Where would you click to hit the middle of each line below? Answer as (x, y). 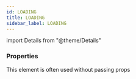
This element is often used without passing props (68, 69)
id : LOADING (21, 12)
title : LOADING (26, 18)
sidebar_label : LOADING (37, 23)
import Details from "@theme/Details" (54, 41)
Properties (22, 57)
